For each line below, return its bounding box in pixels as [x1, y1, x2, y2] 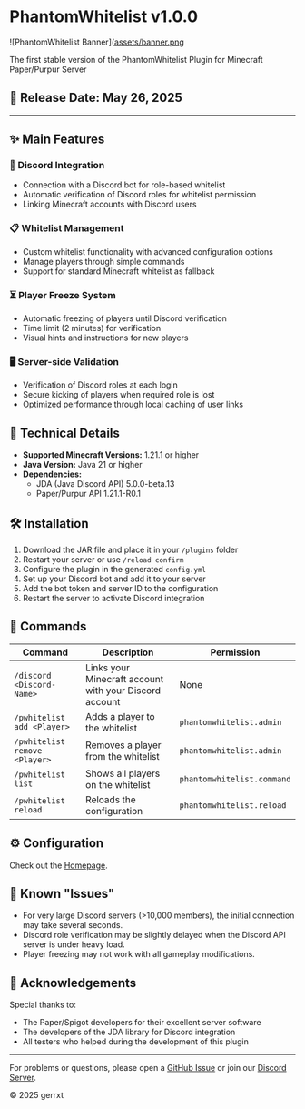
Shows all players [85, 767, 161, 780]
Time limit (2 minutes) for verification [22, 323, 162, 334]
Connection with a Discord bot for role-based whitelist [22, 179, 226, 190]
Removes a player [85, 739, 162, 751]
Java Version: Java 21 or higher [22, 459, 143, 470]
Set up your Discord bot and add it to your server [22, 573, 206, 584]
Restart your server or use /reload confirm [22, 553, 184, 565]
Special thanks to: [9, 999, 77, 1011]
